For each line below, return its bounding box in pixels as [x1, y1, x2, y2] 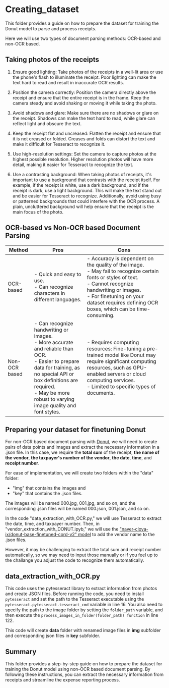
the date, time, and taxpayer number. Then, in [5, 521, 100, 527]
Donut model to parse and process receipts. [5, 25, 97, 31]
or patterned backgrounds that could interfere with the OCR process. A [12, 198, 160, 204]
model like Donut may [105, 351, 156, 358]
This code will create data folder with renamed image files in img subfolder [5, 627, 161, 633]
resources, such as [87, 364, 132, 371]
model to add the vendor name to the [77, 532, 155, 538]
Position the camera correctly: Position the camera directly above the [12, 89, 156, 95]
